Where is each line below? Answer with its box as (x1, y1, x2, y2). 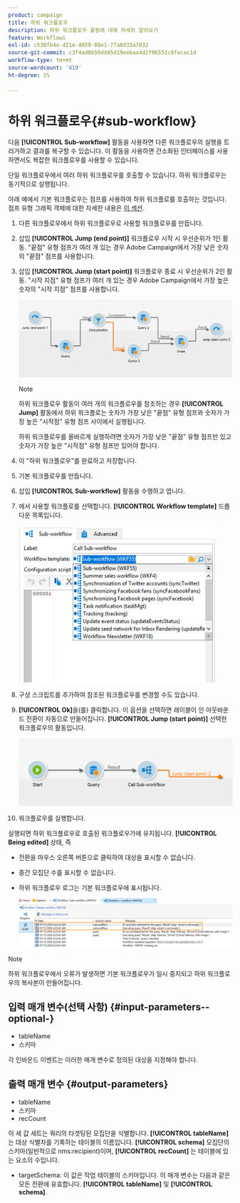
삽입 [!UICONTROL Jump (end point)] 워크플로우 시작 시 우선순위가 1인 (18, 234, 221, 242)
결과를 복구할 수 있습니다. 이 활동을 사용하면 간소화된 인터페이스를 (32, 147, 216, 155)
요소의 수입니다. (15, 1155, 60, 1164)
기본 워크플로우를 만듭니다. (18, 471, 93, 480)
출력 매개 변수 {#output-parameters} (8, 1078, 169, 1090)
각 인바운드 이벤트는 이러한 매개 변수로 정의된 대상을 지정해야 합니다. (8, 1055, 198, 1064)
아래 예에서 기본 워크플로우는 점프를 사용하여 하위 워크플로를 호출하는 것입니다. (8, 195, 227, 203)
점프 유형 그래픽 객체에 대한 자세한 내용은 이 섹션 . (8, 204, 145, 213)
